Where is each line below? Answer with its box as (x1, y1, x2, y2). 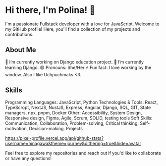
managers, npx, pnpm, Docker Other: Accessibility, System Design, (5, 110, 142, 115)
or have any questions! (5, 155, 52, 161)
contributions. (5, 31, 34, 37)
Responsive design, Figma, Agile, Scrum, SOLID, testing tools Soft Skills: (5, 115, 153, 121)
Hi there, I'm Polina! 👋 (5, 4, 96, 16)
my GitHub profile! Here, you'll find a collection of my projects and (5, 26, 140, 32)
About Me (5, 46, 36, 54)
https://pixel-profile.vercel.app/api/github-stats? (5, 135, 104, 141)
